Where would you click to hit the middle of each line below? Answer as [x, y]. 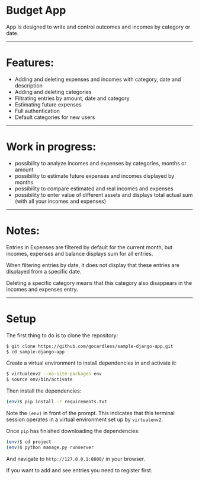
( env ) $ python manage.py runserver [50, 447]
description [28, 85]
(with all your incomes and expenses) [60, 201]
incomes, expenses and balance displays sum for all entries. [80, 253]
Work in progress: [51, 147]
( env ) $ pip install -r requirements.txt [57, 402]
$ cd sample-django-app [36, 352]
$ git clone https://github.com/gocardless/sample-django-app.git [90, 346]
